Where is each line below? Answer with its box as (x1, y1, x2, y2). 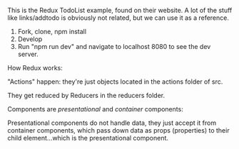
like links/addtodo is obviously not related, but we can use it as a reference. (7, 13, 230, 22)
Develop (17, 35, 43, 43)
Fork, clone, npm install (17, 28, 87, 35)
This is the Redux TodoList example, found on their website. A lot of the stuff (7, 6, 233, 14)
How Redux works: (7, 64, 63, 72)
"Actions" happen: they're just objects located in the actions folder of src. (7, 77, 223, 86)
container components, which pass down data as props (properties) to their (7, 126, 230, 134)
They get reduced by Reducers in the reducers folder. (7, 92, 166, 99)
